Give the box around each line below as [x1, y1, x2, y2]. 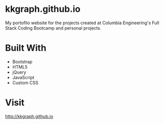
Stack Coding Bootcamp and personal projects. [5, 25, 101, 31]
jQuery [12, 69, 26, 75]
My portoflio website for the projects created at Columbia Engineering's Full [5, 20, 160, 26]
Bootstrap [12, 58, 33, 65]
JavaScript [12, 74, 35, 80]
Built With [5, 42, 46, 54]
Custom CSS [12, 80, 39, 85]
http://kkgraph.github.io [5, 113, 53, 119]
